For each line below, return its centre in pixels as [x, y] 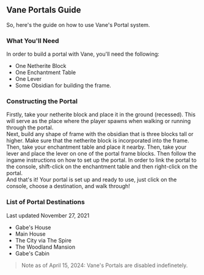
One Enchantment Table [46, 72]
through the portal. [30, 127]
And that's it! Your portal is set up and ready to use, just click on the [92, 179]
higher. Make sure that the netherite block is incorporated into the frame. [98, 141]
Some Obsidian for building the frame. [63, 86]
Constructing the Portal [42, 102]
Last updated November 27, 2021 [48, 215]
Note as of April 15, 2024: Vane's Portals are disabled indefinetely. [104, 265]
